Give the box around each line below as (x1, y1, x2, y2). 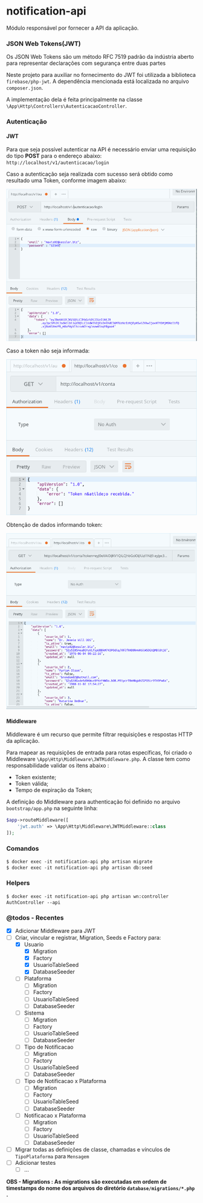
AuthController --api (6, 899, 61, 906)
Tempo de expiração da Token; (14, 786, 92, 794)
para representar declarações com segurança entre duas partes (6, 59, 166, 67)
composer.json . (6, 84, 43, 91)
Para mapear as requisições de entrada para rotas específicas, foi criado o (6, 749, 192, 756)
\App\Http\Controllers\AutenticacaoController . (6, 102, 127, 110)
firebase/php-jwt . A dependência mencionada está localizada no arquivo (6, 77, 189, 85)
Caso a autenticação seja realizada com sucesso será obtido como (6, 171, 173, 178)
